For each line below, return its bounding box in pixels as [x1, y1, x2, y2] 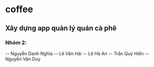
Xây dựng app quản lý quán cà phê [5, 24, 117, 32]
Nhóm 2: [5, 39, 27, 46]
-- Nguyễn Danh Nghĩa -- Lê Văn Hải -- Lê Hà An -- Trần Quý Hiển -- [5, 50, 149, 56]
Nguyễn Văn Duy [5, 56, 41, 62]
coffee [5, 4, 33, 15]
